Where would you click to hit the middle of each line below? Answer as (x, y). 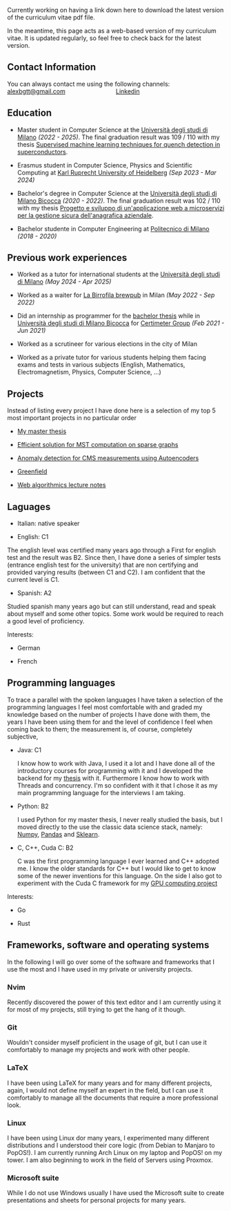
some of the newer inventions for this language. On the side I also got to (119, 875)
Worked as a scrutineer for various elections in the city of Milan (107, 344)
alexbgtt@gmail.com (36, 91)
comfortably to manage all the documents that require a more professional (113, 1098)
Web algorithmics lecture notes (61, 485)
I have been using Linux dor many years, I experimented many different (108, 1138)
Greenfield (32, 472)
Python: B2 (33, 806)
